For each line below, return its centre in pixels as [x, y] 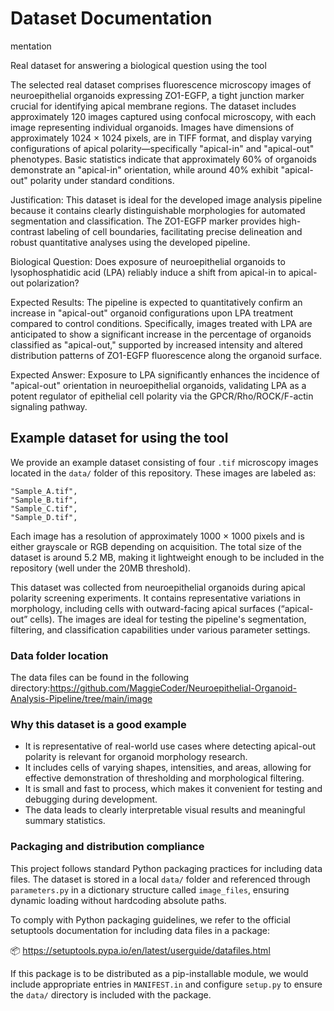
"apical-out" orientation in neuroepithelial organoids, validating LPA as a [158, 385]
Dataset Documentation [111, 18]
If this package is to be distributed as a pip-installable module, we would [159, 973]
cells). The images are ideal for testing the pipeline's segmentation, [168, 619]
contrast [27, 231]
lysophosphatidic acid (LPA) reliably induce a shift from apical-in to [148, 272]
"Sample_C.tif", [44, 508]
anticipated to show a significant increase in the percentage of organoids [161, 334]
